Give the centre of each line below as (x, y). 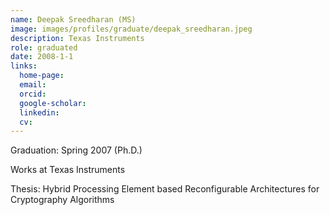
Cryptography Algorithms (62, 200)
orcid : (33, 94)
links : (24, 66)
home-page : (42, 76)
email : (33, 85)
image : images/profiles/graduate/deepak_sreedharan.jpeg (131, 29)
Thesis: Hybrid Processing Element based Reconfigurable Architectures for (165, 189)
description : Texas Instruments (77, 38)
